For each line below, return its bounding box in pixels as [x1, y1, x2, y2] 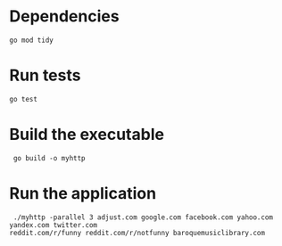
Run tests [9, 65, 81, 86]
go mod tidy [9, 36, 54, 45]
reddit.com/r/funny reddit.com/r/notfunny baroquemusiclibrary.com [9, 228, 266, 237]
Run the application [9, 184, 157, 203]
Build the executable [9, 125, 165, 144]
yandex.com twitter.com [9, 220, 98, 229]
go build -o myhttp [12, 153, 87, 162]
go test [9, 94, 38, 103]
